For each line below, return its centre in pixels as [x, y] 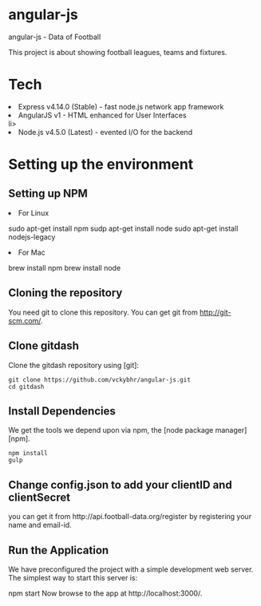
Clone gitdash [44, 346]
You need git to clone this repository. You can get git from [103, 312]
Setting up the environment [101, 164]
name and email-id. [40, 525]
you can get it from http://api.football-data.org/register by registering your [130, 517]
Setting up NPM [48, 194]
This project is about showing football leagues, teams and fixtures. [118, 52]
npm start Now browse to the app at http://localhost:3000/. [105, 593]
